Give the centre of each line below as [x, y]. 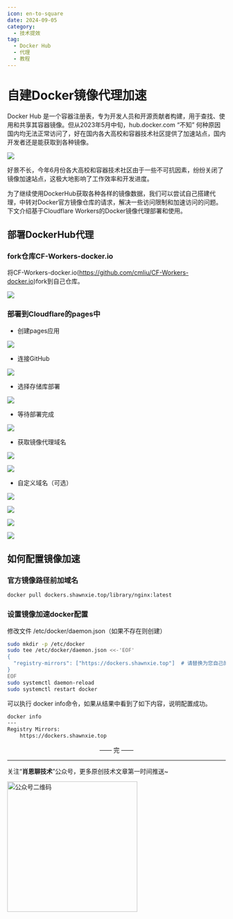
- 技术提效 [27, 33]
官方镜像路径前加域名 [43, 580]
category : [21, 26]
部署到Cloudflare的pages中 [54, 314]
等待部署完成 [35, 414]
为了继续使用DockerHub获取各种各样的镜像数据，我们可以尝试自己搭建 [109, 193]
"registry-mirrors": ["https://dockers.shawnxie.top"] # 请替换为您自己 [119, 664]
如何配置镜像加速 [44, 559]
